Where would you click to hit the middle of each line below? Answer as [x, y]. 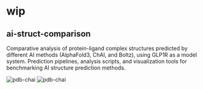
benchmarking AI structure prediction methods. [66, 68]
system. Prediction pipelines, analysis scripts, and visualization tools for [97, 61]
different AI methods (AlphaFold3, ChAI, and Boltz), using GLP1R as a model [102, 55]
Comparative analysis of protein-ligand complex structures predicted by [97, 48]
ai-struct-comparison [49, 34]
